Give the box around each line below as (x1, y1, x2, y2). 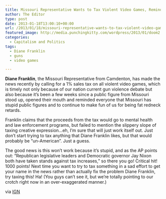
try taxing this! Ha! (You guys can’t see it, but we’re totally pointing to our (5, 174, 154, 180)
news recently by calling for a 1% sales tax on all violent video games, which (5, 81, 161, 87)
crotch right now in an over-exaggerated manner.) (5, 179, 107, 185)
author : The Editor (5, 12, 45, 17)
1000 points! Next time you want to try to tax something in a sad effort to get (5, 163, 161, 169)
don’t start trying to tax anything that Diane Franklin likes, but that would (5, 133, 152, 139)
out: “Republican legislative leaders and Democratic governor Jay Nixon (5, 153, 152, 159)
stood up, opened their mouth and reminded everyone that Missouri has (5, 97, 152, 103)
